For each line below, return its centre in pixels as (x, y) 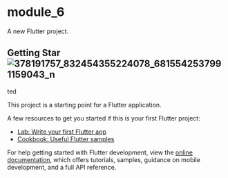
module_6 (36, 12)
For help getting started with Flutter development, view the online (100, 152)
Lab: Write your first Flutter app (62, 132)
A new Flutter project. (38, 31)
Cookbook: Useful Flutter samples (66, 139)
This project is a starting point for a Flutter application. (84, 105)
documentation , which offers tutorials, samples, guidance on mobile (104, 159)
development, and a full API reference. (62, 167)
